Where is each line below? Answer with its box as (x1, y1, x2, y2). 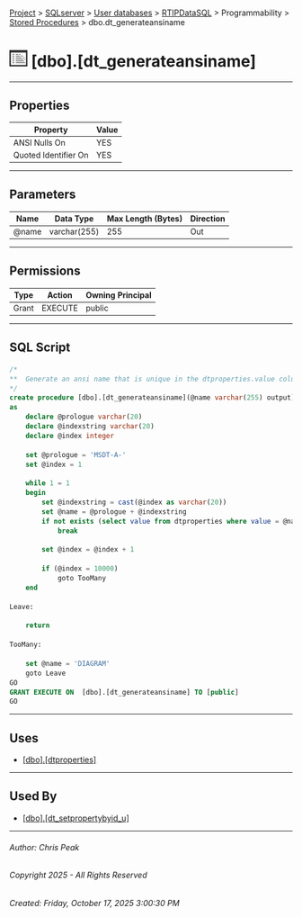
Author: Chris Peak (9, 841, 80, 852)
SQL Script (9, 340, 71, 355)
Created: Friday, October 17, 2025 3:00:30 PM (9, 897, 180, 908)
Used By (9, 788, 58, 805)
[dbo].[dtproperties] (22, 754, 97, 765)
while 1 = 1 (25, 479, 70, 488)
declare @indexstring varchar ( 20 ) (25, 422, 155, 431)
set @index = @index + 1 (41, 545, 135, 554)
